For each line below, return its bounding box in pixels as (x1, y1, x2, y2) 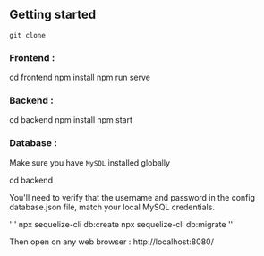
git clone (9, 30, 47, 39)
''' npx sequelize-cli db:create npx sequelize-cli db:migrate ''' (9, 218, 235, 229)
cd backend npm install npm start (9, 115, 132, 125)
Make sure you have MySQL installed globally (9, 157, 171, 168)
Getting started (9, 7, 97, 22)
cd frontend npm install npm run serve (9, 72, 150, 83)
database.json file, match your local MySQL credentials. (9, 201, 215, 212)
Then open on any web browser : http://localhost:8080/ (9, 236, 215, 247)
